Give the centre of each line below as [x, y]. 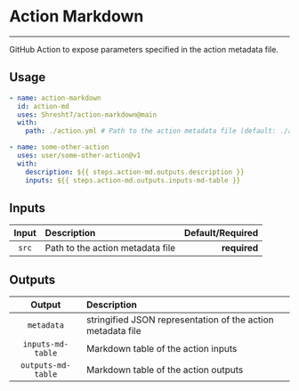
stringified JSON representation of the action [180, 320]
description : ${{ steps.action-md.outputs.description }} [135, 172]
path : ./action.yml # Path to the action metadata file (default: [151, 131]
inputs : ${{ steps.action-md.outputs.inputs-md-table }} [133, 180]
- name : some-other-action [59, 147]
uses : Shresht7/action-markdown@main [87, 114]
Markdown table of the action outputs [165, 370]
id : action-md [43, 106]
